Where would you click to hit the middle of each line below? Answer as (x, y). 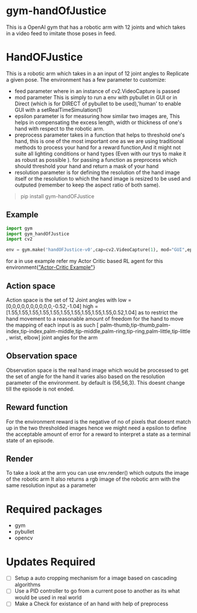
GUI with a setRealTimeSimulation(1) (58, 109)
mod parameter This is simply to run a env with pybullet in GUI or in (96, 97)
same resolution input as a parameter (51, 485)
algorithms (28, 585)
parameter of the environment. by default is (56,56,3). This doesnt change (96, 382)
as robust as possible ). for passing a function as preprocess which (96, 159)
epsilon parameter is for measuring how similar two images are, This (97, 116)
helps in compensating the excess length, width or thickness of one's (98, 122)
